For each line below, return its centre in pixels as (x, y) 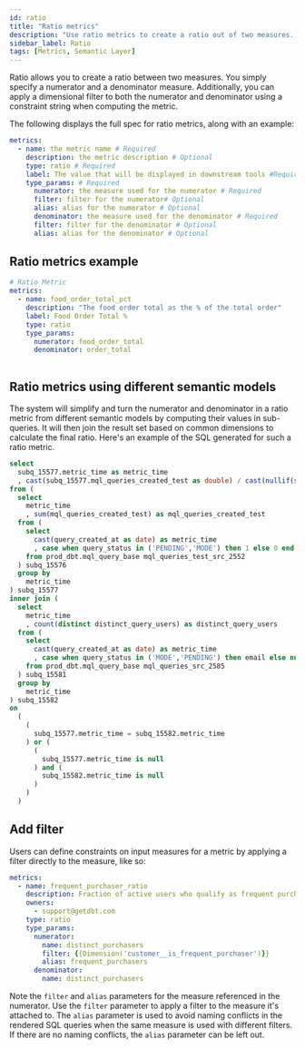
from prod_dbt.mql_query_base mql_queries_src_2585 (125, 666)
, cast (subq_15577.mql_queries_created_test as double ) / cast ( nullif (154, 480)
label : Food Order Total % (77, 316)
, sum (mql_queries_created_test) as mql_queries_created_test (146, 515)
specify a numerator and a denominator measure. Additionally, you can (142, 87)
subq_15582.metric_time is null (103, 776)
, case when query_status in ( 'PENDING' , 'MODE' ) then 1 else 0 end (164, 548)
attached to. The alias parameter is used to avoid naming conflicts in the (146, 1015)
